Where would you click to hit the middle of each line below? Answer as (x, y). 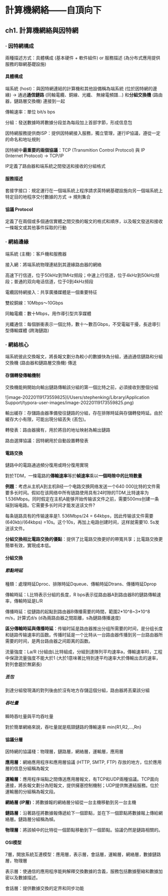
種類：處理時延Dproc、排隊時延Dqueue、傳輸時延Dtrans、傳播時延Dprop (81, 584)
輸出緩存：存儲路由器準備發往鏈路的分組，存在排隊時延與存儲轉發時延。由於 (84, 413)
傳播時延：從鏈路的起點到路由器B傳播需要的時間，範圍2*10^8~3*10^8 (78, 612)
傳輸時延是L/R (28, 601)
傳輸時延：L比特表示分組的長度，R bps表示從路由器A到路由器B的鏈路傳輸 (81, 595)
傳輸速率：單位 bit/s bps (30, 112)
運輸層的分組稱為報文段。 (31, 792)
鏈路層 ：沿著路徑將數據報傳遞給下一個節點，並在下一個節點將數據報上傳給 (82, 813)
